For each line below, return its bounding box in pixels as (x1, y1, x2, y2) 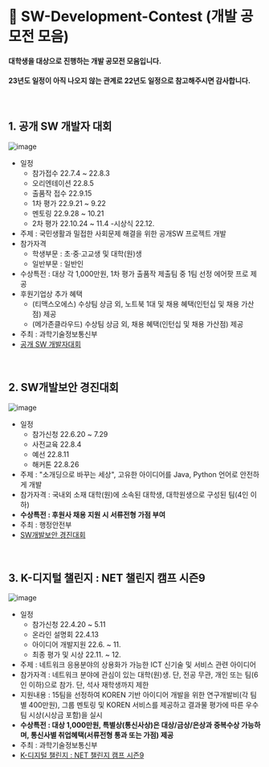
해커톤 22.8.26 (31, 460, 79, 469)
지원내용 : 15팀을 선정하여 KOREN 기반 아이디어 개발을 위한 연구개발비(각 (19, 690, 249, 700)
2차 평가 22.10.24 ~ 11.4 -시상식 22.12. (31, 218, 155, 228)
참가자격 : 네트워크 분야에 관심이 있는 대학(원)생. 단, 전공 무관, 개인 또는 (19, 670, 243, 680)
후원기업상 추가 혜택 (19, 289, 83, 299)
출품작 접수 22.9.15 (31, 188, 92, 198)
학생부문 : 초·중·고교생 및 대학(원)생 (31, 249, 142, 258)
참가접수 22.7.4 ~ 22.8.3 (31, 168, 110, 178)
